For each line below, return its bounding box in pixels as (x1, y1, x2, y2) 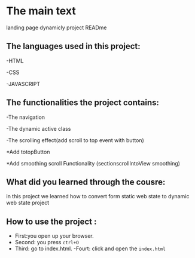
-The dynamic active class (6, 125, 71, 132)
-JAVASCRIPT (6, 80, 41, 87)
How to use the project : (6, 216, 97, 226)
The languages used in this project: (6, 41, 141, 51)
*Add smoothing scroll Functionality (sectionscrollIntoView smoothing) (6, 159, 181, 167)
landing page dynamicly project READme (6, 24, 107, 31)
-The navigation (6, 113, 45, 121)
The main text (6, 4, 76, 18)
